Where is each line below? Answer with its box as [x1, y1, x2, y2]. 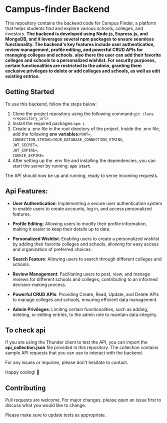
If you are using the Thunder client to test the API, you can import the [5, 339, 148, 345]
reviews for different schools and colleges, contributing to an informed [12, 276, 158, 282]
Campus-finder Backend [5, 3, 110, 15]
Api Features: [5, 187, 48, 195]
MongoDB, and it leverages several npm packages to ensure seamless [5, 36, 154, 42]
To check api [5, 326, 46, 334]
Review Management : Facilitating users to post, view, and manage [12, 271, 150, 277]
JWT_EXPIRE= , [12, 146, 39, 153]
